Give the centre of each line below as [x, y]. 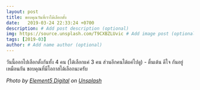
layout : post [22, 12]
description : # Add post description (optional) [68, 28]
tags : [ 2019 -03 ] [26, 39]
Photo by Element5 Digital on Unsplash [54, 80]
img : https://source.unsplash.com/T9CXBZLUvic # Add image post [87, 34]
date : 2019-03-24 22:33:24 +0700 [50, 23]
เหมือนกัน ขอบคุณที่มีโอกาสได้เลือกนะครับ [47, 69]
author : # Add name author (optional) [54, 45]
